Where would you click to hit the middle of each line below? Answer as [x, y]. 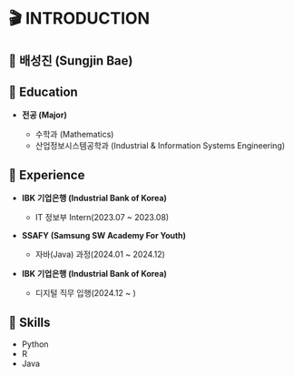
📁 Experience [47, 175]
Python [35, 344]
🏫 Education [43, 91]
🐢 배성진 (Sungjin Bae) [71, 61]
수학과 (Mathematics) [74, 135]
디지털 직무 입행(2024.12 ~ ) [86, 293]
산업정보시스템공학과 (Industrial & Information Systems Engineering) [160, 146]
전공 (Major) [44, 115]
